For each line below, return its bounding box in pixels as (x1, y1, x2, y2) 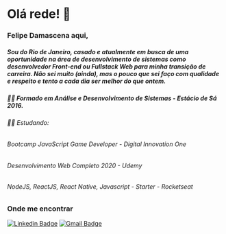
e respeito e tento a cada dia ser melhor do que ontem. (7, 77, 166, 85)
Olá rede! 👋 (7, 6, 71, 22)
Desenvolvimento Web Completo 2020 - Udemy (7, 161, 142, 169)
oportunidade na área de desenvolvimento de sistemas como (7, 55, 186, 63)
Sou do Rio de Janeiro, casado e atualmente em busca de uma (7, 47, 189, 56)
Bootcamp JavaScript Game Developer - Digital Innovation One (7, 140, 187, 148)
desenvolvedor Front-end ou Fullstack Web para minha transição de (7, 62, 206, 71)
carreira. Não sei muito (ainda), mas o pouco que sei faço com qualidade (7, 69, 220, 78)
